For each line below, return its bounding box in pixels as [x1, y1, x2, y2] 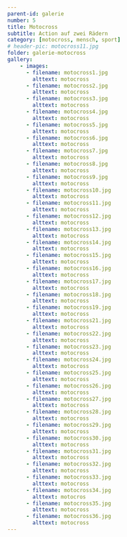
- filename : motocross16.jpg [25, 265, 112, 272]
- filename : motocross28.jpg [25, 409, 112, 416]
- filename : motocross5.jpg [25, 121, 109, 128]
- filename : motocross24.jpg [25, 356, 112, 364]
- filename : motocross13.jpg [25, 225, 112, 232]
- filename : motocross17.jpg [25, 278, 112, 285]
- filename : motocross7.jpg [25, 147, 109, 154]
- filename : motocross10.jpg [25, 187, 112, 194]
